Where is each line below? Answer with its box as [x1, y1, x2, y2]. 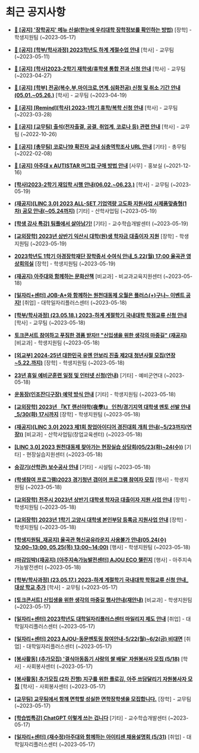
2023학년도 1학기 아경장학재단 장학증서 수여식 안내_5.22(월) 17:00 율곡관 [14, 252, 185, 260]
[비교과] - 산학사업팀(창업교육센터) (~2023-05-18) [24, 431, 143, 438]
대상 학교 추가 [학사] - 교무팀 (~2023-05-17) [14, 583, 118, 591]
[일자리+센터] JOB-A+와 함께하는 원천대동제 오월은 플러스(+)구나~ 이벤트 [14, 292, 185, 299]
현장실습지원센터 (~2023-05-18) [26, 451, 103, 458]
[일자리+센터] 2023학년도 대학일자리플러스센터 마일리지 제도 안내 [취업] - [14, 615, 185, 622]
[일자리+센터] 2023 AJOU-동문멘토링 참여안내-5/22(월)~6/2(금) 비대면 [14, 635, 183, 642]
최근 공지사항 [5, 5, 66, 19]
